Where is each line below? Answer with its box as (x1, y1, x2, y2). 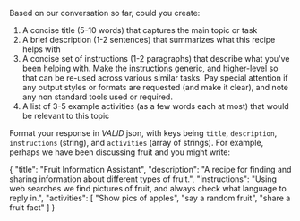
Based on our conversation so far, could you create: (9, 8, 201, 18)
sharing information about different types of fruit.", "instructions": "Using (9, 174, 278, 184)
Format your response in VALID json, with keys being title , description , (9, 128, 278, 138)
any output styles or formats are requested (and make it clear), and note (21, 82, 289, 92)
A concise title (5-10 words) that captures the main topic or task (21, 25, 258, 35)
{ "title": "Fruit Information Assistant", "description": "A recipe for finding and (9, 165, 292, 174)
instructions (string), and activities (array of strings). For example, (9, 138, 264, 148)
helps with (21, 44, 61, 55)
